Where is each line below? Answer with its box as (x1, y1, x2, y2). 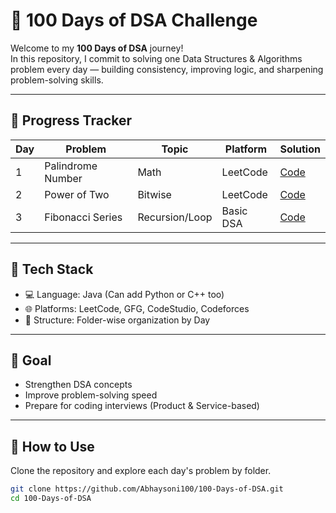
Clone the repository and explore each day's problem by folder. (10, 465, 272, 477)
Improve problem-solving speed (24, 389, 158, 401)
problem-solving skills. (10, 74, 104, 86)
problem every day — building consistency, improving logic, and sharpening (10, 63, 324, 75)
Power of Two (44, 187, 110, 201)
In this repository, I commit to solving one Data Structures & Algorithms (10, 52, 303, 64)
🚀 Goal (10, 352, 52, 369)
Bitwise (137, 187, 172, 201)
